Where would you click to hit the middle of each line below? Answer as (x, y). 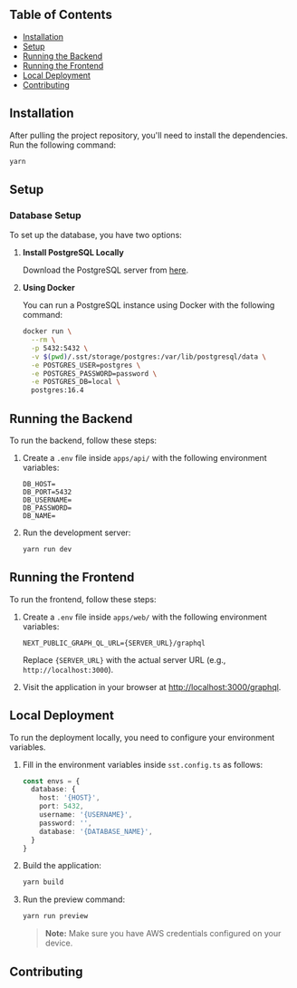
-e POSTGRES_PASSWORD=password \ (94, 374)
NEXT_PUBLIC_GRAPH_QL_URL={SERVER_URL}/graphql (114, 643)
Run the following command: (62, 145)
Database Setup (45, 215)
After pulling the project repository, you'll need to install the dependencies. (148, 135)
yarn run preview (55, 916)
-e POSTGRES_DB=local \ (76, 382)
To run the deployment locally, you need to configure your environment (142, 737)
